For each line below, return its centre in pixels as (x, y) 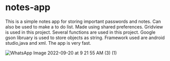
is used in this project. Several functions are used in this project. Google (80, 32)
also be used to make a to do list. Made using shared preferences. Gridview (84, 26)
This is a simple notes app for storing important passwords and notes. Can (83, 21)
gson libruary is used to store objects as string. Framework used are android (85, 38)
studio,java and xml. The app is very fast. (48, 43)
